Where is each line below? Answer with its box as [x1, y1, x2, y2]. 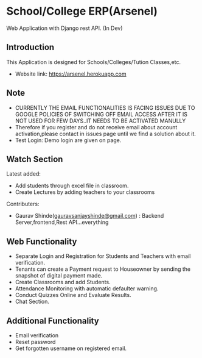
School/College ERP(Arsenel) [6, 4, 158, 18]
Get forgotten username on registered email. [15, 345, 127, 352]
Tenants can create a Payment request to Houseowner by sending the [15, 265, 190, 273]
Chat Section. [15, 298, 50, 306]
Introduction [6, 42, 55, 52]
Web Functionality [6, 236, 77, 246]
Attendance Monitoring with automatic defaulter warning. [15, 285, 159, 292]
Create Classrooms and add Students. [15, 279, 111, 286]
